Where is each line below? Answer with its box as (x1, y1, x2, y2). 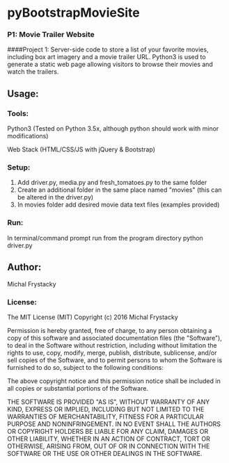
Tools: (7, 108, 29, 118)
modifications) (7, 132, 49, 140)
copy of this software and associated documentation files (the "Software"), (7, 334, 223, 342)
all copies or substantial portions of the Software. (7, 384, 148, 392)
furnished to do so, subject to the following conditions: (7, 363, 164, 371)
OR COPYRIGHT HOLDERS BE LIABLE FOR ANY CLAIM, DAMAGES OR (7, 427, 209, 435)
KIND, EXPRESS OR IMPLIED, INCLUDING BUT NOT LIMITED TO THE (7, 405, 205, 413)
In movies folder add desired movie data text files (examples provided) (17, 200, 220, 209)
